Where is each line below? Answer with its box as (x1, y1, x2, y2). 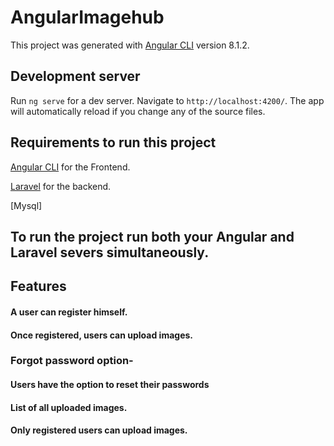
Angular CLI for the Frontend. (10, 161, 131, 173)
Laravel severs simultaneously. (10, 244, 210, 261)
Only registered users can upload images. (10, 424, 188, 436)
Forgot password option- (10, 354, 134, 368)
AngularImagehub (10, 6, 165, 29)
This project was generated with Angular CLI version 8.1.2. (10, 39, 250, 51)
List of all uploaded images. (10, 401, 128, 413)
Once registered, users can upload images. (10, 329, 194, 341)
